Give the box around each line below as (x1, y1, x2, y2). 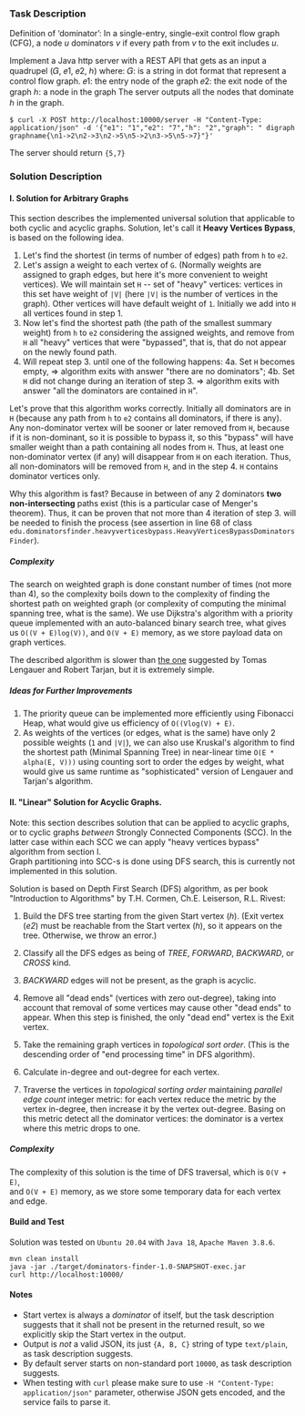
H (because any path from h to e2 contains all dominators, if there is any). (9, 413, 282, 423)
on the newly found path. (22, 347, 117, 358)
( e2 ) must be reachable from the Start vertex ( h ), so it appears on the (22, 920, 282, 931)
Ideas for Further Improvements (9, 685, 133, 696)
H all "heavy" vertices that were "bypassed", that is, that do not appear (22, 337, 287, 348)
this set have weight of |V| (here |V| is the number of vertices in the (22, 289, 279, 300)
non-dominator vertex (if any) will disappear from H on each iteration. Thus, (9, 452, 291, 463)
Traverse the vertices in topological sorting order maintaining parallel (22, 1084, 282, 1095)
